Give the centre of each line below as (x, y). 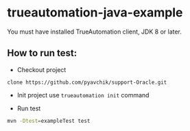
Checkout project (41, 69)
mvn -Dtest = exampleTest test (49, 121)
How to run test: (42, 53)
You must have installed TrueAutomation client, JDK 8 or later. (94, 32)
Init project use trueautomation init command (83, 95)
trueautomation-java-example (95, 13)
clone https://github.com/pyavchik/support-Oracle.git (87, 82)
